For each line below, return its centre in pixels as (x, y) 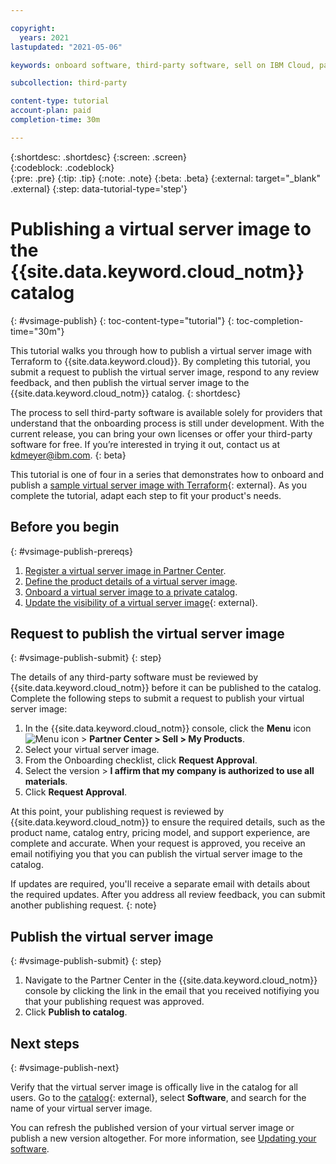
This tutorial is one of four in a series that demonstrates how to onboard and (167, 474)
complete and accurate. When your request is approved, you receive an (158, 843)
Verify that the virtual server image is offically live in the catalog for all (154, 1087)
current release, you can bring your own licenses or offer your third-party (161, 433)
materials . (46, 782)
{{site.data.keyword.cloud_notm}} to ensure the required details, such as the (168, 822)
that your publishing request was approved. (114, 1002)
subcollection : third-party (69, 83)
